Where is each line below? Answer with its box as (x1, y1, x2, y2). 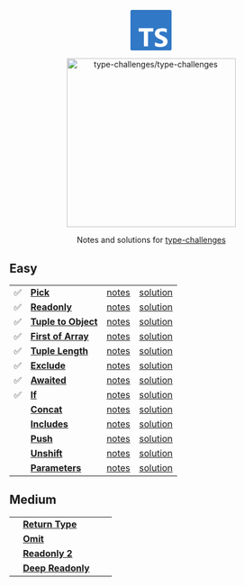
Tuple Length (30, 345, 88, 357)
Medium (9, 492, 57, 508)
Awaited (30, 374, 67, 387)
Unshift (30, 447, 63, 460)
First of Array (30, 330, 89, 343)
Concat (30, 403, 63, 416)
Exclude (30, 359, 66, 372)
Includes (30, 418, 69, 430)
